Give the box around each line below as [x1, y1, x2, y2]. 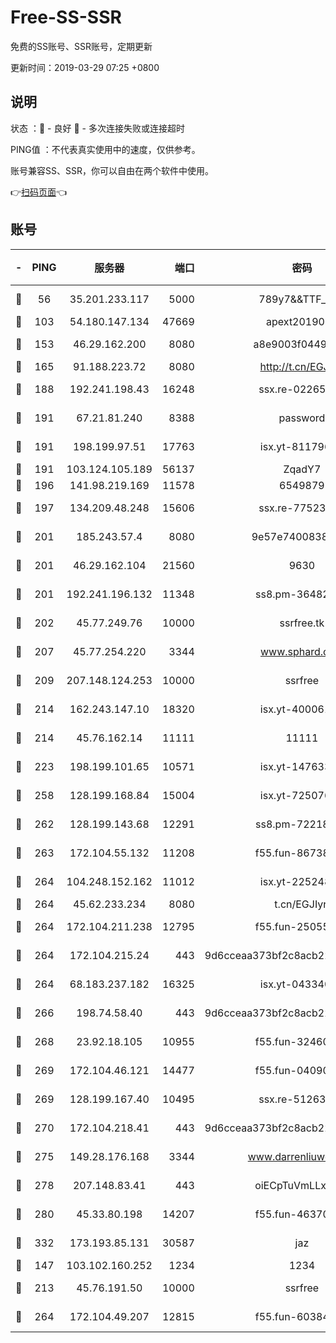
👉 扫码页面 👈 [10, 186, 68, 198]
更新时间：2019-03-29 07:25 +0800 [10, 61, 160, 73]
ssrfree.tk [279, 616, 325, 630]
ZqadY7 [283, 462, 322, 476]
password [278, 411, 326, 425]
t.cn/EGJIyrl [274, 897, 330, 911]
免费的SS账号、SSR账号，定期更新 [10, 40, 153, 52]
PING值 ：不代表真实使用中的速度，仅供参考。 [10, 143, 201, 155]
